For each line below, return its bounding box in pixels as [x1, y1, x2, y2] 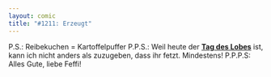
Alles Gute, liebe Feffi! [8, 58, 82, 69]
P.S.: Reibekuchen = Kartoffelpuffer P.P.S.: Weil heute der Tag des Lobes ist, [8, 41, 264, 51]
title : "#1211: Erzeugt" [8, 19, 92, 28]
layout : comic [8, 11, 57, 20]
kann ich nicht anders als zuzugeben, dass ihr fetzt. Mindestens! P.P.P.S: [8, 50, 251, 60]
